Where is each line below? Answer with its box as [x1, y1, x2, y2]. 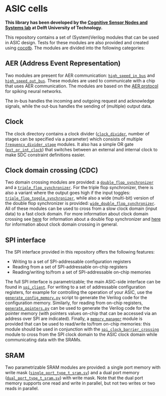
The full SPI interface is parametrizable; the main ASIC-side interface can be [5, 279, 161, 285]
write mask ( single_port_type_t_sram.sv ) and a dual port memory [5, 370, 140, 375]
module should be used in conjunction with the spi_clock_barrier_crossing [5, 326, 159, 332]
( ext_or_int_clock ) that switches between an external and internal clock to [5, 146, 158, 152]
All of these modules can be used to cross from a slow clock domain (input [5, 205, 158, 211]
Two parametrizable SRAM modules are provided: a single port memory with [5, 364, 161, 370]
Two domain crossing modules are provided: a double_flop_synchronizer [5, 179, 154, 185]
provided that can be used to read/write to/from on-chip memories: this [5, 321, 151, 327]
